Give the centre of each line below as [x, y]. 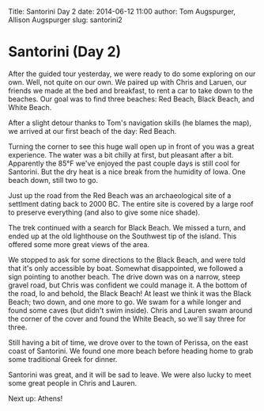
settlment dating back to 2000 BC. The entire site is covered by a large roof [131, 204]
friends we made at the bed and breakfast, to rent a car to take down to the [130, 90]
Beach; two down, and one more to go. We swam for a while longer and [125, 302]
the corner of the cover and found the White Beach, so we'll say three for [127, 318]
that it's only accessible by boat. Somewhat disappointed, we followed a [126, 268]
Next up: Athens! [36, 398]
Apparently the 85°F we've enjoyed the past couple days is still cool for [124, 163]
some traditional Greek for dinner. [63, 359]
